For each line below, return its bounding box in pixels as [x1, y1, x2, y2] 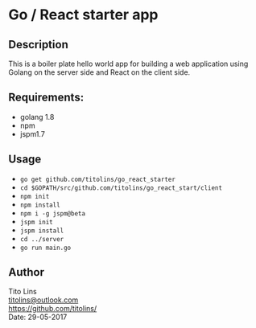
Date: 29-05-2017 [8, 312, 68, 322]
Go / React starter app [8, 6, 159, 24]
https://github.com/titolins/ [8, 304, 97, 314]
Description [8, 38, 68, 51]
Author [8, 265, 44, 279]
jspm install [19, 227, 64, 235]
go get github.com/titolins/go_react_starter [19, 175, 175, 183]
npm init [19, 192, 50, 200]
